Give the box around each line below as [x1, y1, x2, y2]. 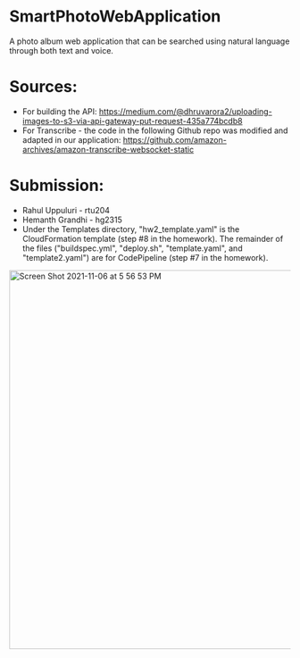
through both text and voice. [9, 45, 114, 55]
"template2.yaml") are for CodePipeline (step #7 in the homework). [21, 252, 269, 262]
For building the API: [21, 105, 97, 117]
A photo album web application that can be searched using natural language [9, 36, 290, 46]
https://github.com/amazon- [122, 134, 228, 145]
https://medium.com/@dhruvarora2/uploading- [98, 105, 272, 117]
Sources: [9, 77, 78, 97]
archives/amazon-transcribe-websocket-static [21, 144, 195, 154]
